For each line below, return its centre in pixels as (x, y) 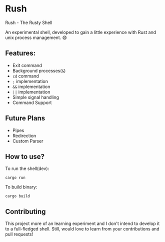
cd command (25, 76)
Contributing (25, 211)
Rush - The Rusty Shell (29, 22)
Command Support (32, 102)
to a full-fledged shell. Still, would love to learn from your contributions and (82, 229)
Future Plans (25, 118)
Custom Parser (28, 141)
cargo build (17, 196)
